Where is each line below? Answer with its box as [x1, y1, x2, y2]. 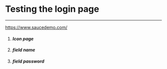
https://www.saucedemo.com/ [5, 24, 68, 30]
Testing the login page [5, 3, 99, 15]
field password [12, 58, 45, 64]
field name [12, 47, 36, 53]
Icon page [12, 35, 34, 41]
